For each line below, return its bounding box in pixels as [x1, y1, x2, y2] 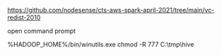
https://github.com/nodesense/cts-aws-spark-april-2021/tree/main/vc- [7, 6, 215, 14]
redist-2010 [7, 13, 41, 22]
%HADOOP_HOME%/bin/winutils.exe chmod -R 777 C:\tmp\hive [7, 40, 194, 48]
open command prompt [7, 27, 76, 35]
